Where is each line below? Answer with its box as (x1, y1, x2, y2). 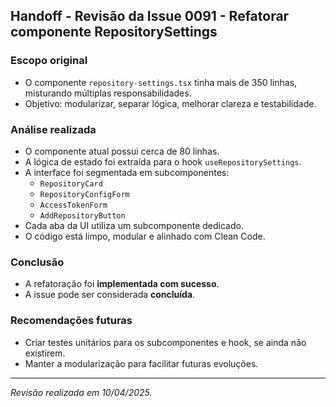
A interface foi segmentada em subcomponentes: (24, 166, 230, 178)
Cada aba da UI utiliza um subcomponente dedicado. (24, 219, 244, 231)
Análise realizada (10, 122, 97, 136)
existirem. (24, 347, 66, 359)
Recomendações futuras (10, 314, 133, 328)
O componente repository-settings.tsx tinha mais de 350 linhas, (24, 76, 298, 88)
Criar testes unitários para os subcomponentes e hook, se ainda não (24, 336, 307, 348)
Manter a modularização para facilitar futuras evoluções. (24, 357, 259, 369)
